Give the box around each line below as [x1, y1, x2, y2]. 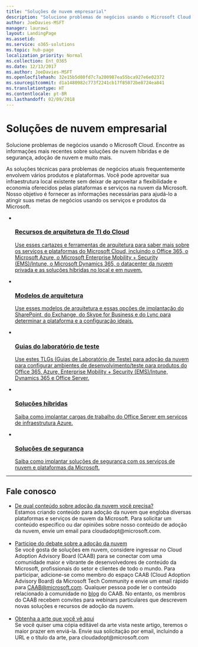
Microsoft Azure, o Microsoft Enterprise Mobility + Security [14, 254, 159, 261]
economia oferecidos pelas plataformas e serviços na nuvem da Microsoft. [6, 184, 188, 191]
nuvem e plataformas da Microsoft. [14, 464, 100, 471]
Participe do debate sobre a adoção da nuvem [14, 540, 128, 547]
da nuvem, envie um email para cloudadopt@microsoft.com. [14, 527, 161, 534]
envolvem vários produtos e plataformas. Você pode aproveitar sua [6, 172, 170, 179]
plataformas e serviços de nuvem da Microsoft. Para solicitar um [14, 514, 172, 522]
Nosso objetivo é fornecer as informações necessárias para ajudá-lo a [6, 190, 177, 198]
